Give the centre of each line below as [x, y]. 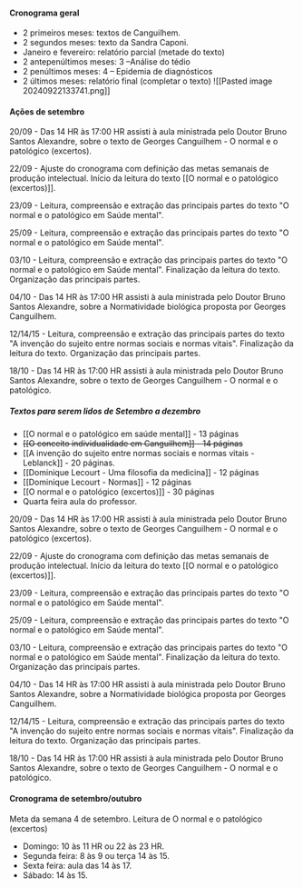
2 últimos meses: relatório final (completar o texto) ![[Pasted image [147, 81]
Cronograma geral [44, 13]
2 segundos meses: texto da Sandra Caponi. [105, 43]
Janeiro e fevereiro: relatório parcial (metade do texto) [123, 52]
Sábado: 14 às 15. [55, 875]
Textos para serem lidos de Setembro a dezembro [105, 411]
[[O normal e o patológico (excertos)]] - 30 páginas [118, 492]
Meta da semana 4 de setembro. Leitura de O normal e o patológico [136, 819]
